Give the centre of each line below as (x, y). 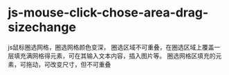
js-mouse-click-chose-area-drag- (108, 13)
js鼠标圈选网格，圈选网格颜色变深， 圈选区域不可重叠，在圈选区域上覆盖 (111, 47)
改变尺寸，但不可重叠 (81, 64)
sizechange (42, 27)
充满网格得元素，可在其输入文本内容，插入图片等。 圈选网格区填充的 (118, 56)
